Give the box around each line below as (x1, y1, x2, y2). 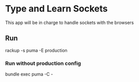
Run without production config (5, 59, 81, 66)
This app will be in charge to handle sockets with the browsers (5, 19, 134, 25)
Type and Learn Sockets (5, 3, 108, 14)
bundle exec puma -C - (5, 71, 53, 77)
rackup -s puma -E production (5, 47, 67, 53)
